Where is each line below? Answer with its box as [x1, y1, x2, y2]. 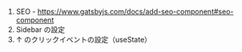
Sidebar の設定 [15, 25, 66, 34]
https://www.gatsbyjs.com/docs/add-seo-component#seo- [37, 7, 234, 16]
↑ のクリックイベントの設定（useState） [15, 35, 152, 44]
